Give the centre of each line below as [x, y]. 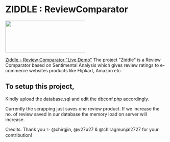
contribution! [19, 135]
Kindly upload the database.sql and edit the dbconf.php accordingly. [77, 99]
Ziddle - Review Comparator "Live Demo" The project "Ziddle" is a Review [83, 60]
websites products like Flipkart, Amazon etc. [76, 70]
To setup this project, [40, 87]
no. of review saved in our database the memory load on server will [76, 114]
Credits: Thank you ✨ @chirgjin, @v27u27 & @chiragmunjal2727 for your [82, 129]
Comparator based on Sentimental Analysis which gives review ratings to [82, 65]
